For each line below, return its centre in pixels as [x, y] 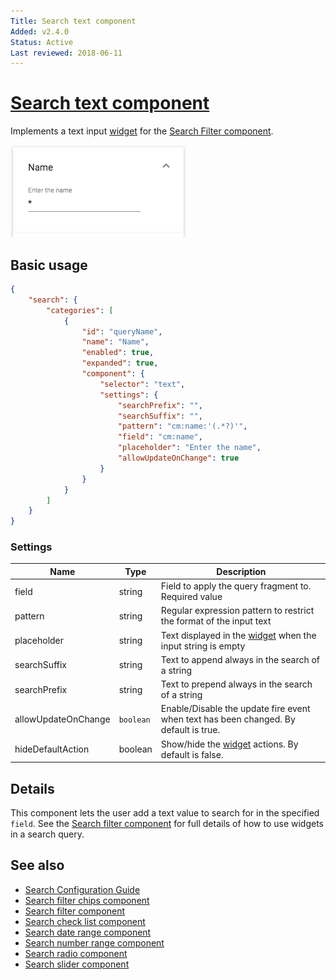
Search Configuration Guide [82, 889]
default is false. [192, 754]
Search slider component [77, 964]
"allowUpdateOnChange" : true [178, 458]
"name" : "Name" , [115, 342]
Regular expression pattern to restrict [237, 611]
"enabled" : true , [118, 353]
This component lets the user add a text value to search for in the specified [165, 812]
